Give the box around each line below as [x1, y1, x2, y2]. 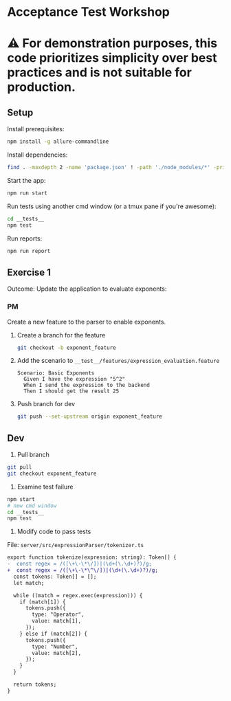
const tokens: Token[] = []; [13, 573, 97, 580]
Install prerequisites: [7, 125, 65, 133]
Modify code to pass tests [16, 527, 91, 536]
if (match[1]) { [19, 599, 67, 605]
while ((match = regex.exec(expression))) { [13, 592, 143, 599]
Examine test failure [16, 482, 74, 491]
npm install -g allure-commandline [7, 138, 109, 145]
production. [7, 80, 76, 95]
